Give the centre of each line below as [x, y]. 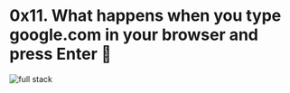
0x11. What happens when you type [145, 16]
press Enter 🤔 [61, 54]
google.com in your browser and [134, 35]
